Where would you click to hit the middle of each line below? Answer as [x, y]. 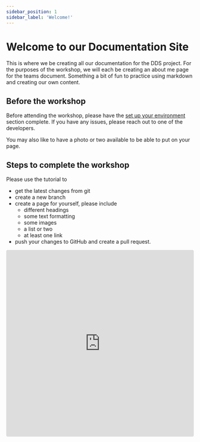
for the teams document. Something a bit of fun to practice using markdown [99, 76]
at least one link [43, 235]
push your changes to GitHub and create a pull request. [83, 242]
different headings [46, 210]
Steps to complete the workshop [68, 165]
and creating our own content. [43, 82]
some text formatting [49, 216]
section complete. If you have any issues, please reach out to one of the [95, 122]
